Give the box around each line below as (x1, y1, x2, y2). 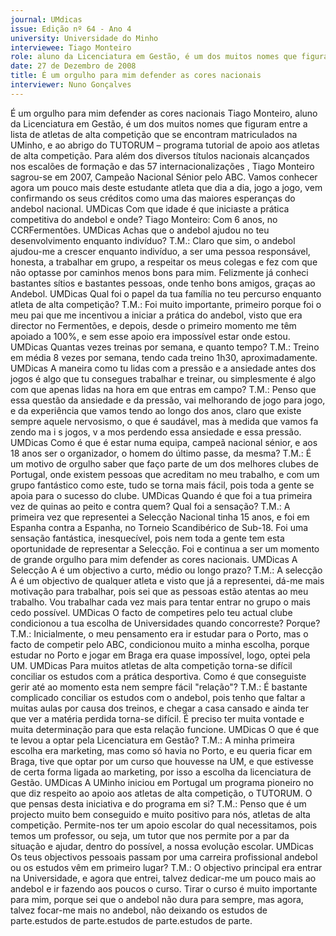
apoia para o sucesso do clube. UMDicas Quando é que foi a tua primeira (10, 489, 313, 501)
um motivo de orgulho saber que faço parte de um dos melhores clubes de (10, 457, 319, 470)
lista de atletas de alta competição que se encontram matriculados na (10, 128, 298, 140)
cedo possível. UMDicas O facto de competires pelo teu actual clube (10, 606, 293, 618)
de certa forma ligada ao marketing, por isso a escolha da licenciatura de (10, 766, 312, 778)
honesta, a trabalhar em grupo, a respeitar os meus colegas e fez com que (10, 256, 318, 268)
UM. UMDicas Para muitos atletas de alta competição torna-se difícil (10, 659, 293, 671)
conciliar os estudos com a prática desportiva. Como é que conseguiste (10, 670, 307, 682)
